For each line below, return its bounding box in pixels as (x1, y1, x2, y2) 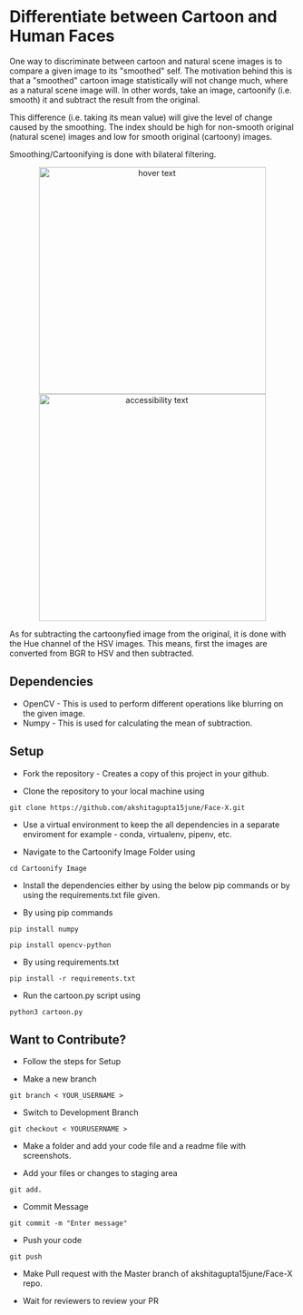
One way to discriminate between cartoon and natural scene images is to (9, 55, 283, 66)
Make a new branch (22, 1073, 97, 1084)
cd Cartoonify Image (9, 864, 88, 873)
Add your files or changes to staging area (22, 1168, 179, 1179)
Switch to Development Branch (22, 1107, 139, 1118)
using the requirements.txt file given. (22, 889, 161, 900)
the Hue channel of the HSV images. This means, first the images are (9, 638, 268, 648)
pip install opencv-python (9, 940, 112, 950)
